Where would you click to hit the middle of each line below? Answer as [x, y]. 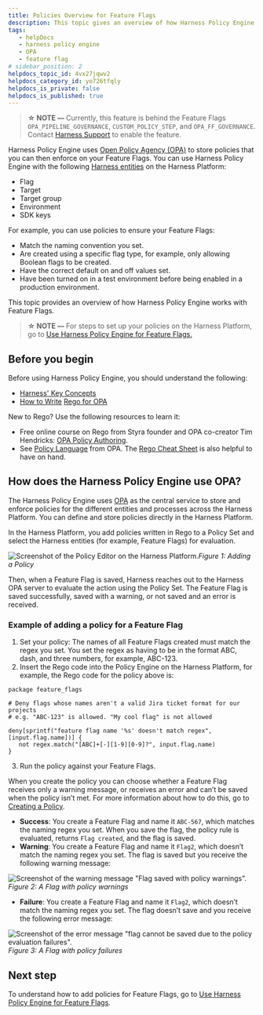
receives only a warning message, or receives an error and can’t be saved [128, 790]
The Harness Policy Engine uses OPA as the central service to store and [124, 500]
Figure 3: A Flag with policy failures [66, 951]
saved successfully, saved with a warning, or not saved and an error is [122, 596]
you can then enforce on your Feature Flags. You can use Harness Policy [126, 159]
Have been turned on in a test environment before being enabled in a [131, 279]
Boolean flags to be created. [65, 262]
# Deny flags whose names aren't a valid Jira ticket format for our [124, 703]
